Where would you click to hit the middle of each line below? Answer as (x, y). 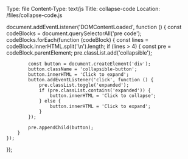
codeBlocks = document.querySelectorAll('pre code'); (74, 33)
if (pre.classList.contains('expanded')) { (95, 90)
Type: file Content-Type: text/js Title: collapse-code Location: (83, 9)
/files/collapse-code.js (34, 15)
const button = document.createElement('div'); (89, 64)
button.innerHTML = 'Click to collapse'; (103, 96)
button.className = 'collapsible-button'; (83, 69)
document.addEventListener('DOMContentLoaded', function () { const (94, 27)
